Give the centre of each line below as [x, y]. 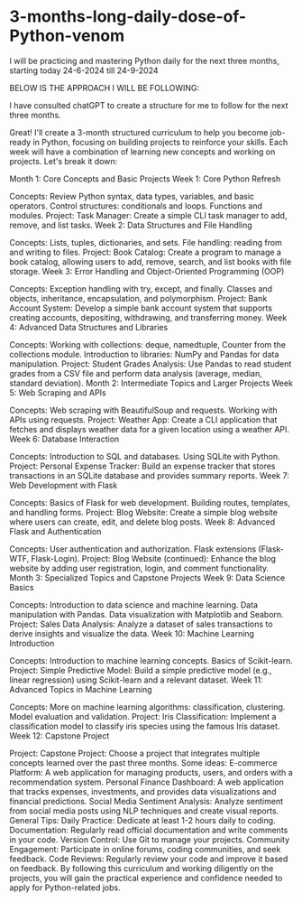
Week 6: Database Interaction [64, 439]
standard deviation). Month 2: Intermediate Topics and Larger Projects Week [151, 383]
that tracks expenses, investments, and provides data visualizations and [143, 791]
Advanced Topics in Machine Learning [81, 689]
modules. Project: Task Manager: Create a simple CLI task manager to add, [148, 215]
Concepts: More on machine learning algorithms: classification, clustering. [147, 707]
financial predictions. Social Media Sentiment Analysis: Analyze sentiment [146, 801]
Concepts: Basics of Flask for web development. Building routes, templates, [150, 502]
